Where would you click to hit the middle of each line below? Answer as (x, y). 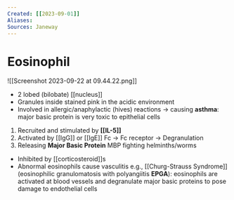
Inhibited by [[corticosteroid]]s (61, 159)
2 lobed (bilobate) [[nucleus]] (60, 95)
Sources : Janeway (33, 27)
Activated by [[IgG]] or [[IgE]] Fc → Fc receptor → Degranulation (110, 138)
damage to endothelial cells (57, 189)
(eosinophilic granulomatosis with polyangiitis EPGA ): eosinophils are (117, 174)
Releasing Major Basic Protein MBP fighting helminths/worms (107, 145)
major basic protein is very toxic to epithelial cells (89, 117)
